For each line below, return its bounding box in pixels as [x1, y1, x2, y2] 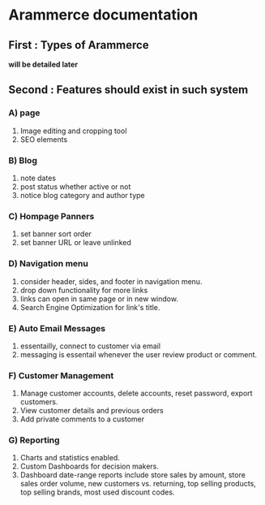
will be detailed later [8, 59, 79, 69]
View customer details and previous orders [19, 406, 164, 416]
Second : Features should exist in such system [8, 83, 249, 97]
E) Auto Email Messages [8, 322, 106, 334]
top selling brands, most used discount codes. [19, 487, 175, 497]
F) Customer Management [8, 369, 114, 381]
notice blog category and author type [19, 190, 145, 200]
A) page [8, 107, 41, 119]
